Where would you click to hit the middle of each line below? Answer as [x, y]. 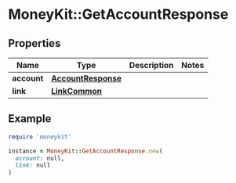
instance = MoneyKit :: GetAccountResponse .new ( [85, 151]
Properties [34, 43]
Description [151, 65]
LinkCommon [76, 91]
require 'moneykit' [40, 137]
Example [30, 119]
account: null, [40, 158]
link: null [33, 166]
